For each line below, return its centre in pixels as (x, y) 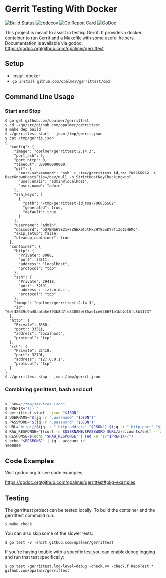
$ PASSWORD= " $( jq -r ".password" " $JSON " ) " (51, 422)
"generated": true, (43, 208)
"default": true (40, 212)
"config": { (22, 147)
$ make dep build (23, 130)
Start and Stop (23, 111)
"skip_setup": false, (36, 234)
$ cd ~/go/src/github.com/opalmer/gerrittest (53, 125)
